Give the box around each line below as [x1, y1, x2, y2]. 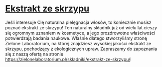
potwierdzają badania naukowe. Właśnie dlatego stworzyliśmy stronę [5, 35, 148, 41]
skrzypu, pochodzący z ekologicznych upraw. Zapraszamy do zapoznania [5, 46, 158, 52]
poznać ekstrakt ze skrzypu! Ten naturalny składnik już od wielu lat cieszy [5, 24, 158, 30]
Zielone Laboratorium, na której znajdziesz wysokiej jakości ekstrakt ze [5, 40, 152, 46]
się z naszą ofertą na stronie [5, 51, 64, 57]
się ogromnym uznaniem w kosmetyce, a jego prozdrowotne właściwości [5, 30, 156, 36]
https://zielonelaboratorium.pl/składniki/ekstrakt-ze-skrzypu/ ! [5, 56, 132, 62]
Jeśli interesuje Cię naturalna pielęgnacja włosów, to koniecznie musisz [5, 19, 152, 25]
